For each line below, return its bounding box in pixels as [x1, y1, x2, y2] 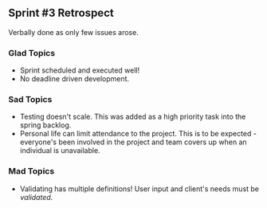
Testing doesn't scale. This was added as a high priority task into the [19, 112, 246, 122]
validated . [19, 192, 53, 202]
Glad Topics [8, 47, 56, 58]
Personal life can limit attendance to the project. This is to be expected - [19, 129, 257, 139]
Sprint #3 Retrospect [8, 6, 114, 20]
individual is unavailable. [19, 146, 101, 155]
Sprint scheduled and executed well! [19, 65, 140, 75]
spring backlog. [19, 120, 72, 130]
